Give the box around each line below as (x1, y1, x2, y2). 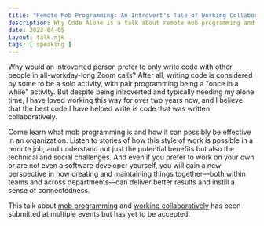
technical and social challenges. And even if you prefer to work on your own (8, 152, 255, 162)
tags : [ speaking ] (8, 41, 72, 49)
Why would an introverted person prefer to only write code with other (8, 62, 233, 71)
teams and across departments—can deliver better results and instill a (8, 177, 236, 187)
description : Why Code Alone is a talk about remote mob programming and (8, 19, 255, 27)
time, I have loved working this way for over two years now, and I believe (8, 96, 244, 105)
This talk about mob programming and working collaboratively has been (8, 201, 241, 210)
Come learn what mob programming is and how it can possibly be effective (8, 127, 251, 137)
